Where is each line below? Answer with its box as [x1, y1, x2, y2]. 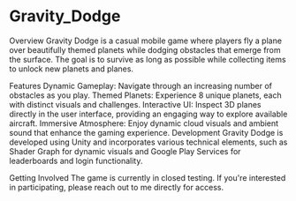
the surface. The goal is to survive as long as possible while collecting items [9, 54, 286, 64]
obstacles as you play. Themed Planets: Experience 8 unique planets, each [9, 90, 282, 100]
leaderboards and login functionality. [9, 155, 143, 166]
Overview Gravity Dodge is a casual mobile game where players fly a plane [9, 35, 283, 46]
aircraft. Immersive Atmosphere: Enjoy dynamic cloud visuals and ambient [9, 117, 279, 129]
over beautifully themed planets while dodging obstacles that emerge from [9, 44, 281, 55]
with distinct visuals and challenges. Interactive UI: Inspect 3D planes [9, 99, 262, 109]
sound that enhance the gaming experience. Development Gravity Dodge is [9, 127, 284, 138]
